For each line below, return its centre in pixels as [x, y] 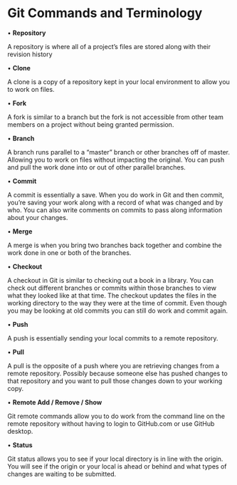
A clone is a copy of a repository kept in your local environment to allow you [118, 82]
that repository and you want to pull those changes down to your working [115, 381]
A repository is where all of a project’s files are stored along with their [109, 46]
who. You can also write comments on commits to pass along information [115, 210]
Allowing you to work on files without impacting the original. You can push [116, 160]
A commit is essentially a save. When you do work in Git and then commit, [116, 194]
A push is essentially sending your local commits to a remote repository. [113, 338]
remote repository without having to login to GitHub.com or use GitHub [111, 423]
